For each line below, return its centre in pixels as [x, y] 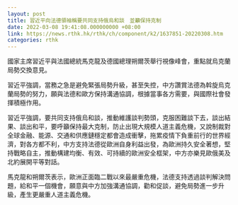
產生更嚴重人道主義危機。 [57, 194]
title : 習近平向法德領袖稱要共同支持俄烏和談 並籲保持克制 [84, 20]
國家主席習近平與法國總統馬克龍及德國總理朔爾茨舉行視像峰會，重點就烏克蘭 [119, 61]
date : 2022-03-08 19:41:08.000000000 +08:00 [74, 27]
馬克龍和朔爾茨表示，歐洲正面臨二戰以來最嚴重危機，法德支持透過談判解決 [116, 177]
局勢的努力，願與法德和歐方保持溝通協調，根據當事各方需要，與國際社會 [119, 94]
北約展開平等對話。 [35, 162]
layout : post [27, 14]
